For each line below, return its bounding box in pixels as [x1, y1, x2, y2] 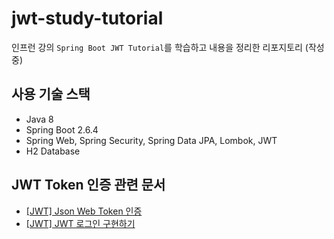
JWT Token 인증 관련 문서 [11, 177, 166, 194]
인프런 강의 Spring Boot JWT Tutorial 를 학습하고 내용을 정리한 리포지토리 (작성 [11, 41, 325, 53]
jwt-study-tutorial [11, 7, 164, 30]
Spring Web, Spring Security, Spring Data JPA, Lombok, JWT [25, 134, 278, 146]
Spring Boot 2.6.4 [25, 123, 99, 136]
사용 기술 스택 [11, 86, 91, 103]
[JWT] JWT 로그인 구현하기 [25, 217, 136, 229]
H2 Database [25, 145, 81, 157]
